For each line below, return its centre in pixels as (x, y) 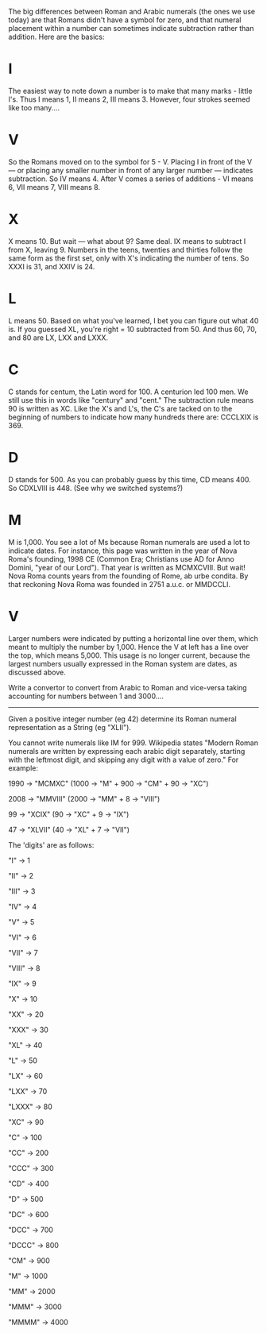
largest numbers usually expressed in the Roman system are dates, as (123, 663)
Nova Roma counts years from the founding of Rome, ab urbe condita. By (128, 576)
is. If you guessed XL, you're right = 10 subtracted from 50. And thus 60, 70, (133, 329)
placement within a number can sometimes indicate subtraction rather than (131, 28)
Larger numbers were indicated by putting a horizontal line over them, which (133, 638)
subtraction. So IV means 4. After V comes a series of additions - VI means (131, 179)
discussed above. (37, 672)
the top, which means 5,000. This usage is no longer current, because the (129, 655)
